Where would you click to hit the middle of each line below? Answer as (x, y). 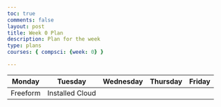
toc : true (21, 13)
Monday (26, 81)
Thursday (166, 81)
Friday (200, 81)
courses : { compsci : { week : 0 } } (55, 52)
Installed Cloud (72, 93)
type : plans (24, 46)
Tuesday (72, 81)
